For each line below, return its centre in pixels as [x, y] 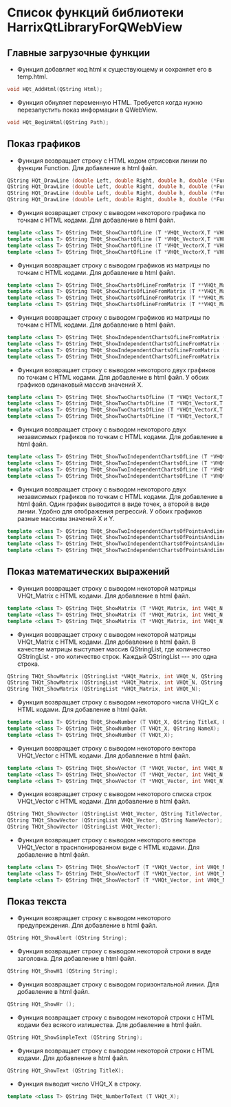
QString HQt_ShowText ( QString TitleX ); [66, 1070]
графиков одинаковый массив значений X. [80, 385]
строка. [28, 664]
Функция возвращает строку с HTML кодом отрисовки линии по [112, 161]
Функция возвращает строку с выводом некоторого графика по [111, 213]
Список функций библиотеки [96, 13]
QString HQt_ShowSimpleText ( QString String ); [75, 1038]
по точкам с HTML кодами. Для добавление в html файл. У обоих [113, 377]
